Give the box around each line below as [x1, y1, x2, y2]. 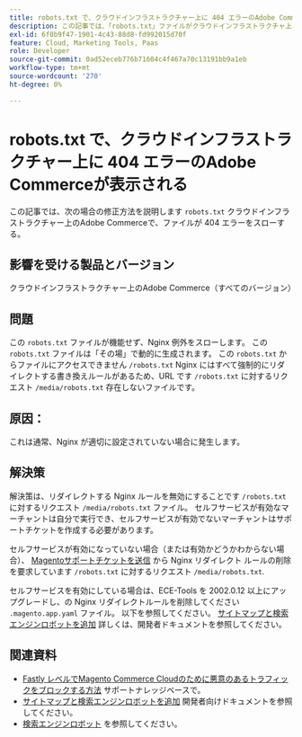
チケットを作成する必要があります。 [24, 524, 159, 535]
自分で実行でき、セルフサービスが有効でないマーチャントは [56, 513, 277, 524]
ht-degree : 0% [9, 80, 63, 89]
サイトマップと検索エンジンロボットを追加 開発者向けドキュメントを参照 [22, 696, 293, 706]
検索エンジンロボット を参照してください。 [22, 718, 182, 729]
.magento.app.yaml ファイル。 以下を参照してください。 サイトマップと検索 [9, 608, 289, 618]
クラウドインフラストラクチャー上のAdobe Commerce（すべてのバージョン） [9, 282, 297, 293]
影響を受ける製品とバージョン [9, 257, 175, 272]
